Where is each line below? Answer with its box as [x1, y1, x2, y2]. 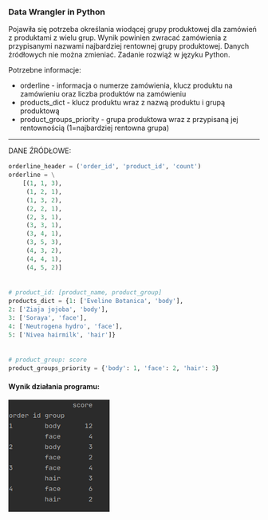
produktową [19, 106, 60, 116]
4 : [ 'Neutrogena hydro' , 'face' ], [8, 322, 124, 330]
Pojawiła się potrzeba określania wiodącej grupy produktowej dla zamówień [8, 25, 258, 34]
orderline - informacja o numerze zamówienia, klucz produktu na [19, 81, 233, 90]
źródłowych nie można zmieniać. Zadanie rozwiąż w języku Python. [8, 50, 231, 60]
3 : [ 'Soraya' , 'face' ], [8, 314, 88, 322]
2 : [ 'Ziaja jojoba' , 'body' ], [8, 305, 109, 313]
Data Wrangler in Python [8, 6, 105, 18]
